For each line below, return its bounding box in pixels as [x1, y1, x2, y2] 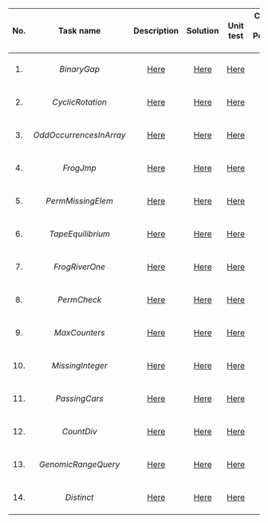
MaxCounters [53, 327, 105, 338]
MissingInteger [51, 360, 108, 370]
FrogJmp [62, 163, 97, 173]
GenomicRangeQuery [38, 459, 120, 470]
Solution [186, 26, 219, 36]
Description [133, 26, 179, 36]
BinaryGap [59, 64, 100, 74]
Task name [58, 26, 101, 36]
